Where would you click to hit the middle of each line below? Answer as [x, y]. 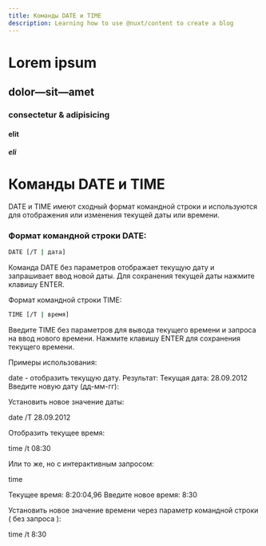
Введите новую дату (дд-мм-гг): [64, 387]
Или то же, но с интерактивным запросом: [81, 464]
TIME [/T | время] [39, 315]
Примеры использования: [53, 363]
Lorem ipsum [53, 63]
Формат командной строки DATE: [77, 236]
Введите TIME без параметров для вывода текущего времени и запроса [133, 330]
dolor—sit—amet [51, 92]
